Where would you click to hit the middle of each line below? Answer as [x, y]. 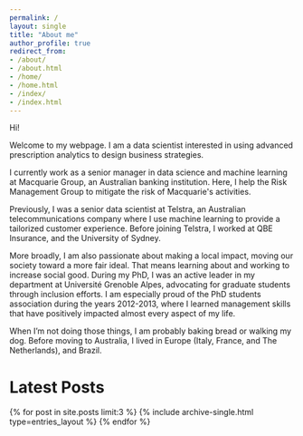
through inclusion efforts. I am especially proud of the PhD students [135, 295]
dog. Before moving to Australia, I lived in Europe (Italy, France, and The [143, 341]
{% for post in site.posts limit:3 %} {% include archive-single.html [132, 412]
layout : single [38, 26]
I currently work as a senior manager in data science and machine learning [148, 172]
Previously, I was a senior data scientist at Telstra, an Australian [128, 209]
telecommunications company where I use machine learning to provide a [145, 219]
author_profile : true [50, 43]
